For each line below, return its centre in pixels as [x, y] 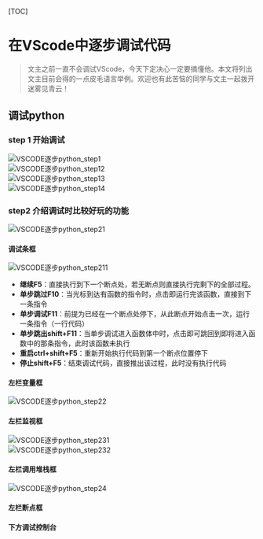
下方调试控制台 [32, 527]
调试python [37, 116]
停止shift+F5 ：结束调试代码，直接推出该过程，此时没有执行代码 [123, 363]
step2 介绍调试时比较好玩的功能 [69, 210]
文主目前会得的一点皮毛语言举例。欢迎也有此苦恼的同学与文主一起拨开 [141, 79]
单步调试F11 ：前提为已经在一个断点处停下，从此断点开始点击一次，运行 [135, 314]
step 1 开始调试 [37, 140]
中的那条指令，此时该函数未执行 [78, 343]
